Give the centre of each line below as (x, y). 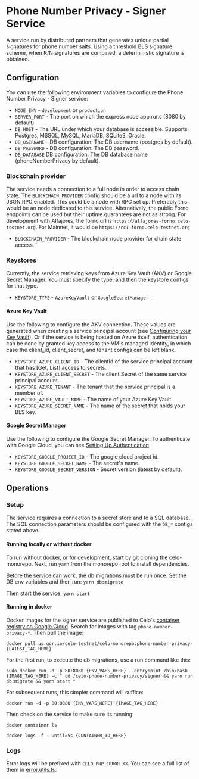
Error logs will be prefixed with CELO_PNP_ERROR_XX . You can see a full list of (98, 764)
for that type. (22, 286)
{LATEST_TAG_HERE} (29, 649)
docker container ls (32, 725)
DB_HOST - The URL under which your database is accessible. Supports (101, 129)
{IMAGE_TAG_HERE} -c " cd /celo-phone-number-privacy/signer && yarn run (100, 676)
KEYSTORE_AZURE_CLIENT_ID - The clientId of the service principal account (104, 361)
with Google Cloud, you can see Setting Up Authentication (78, 445)
